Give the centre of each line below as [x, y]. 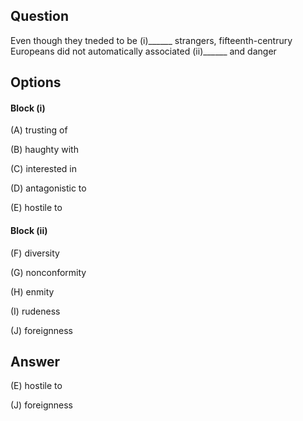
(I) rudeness [35, 311]
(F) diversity [35, 253]
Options [36, 82]
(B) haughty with [44, 150]
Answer [35, 362]
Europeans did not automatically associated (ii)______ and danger [143, 51]
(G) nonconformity [48, 272]
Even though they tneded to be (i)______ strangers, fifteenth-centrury [151, 40]
